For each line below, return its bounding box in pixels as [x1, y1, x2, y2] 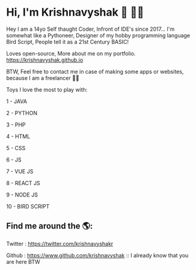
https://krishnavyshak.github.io [6, 56, 84, 63]
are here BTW [6, 258, 40, 265]
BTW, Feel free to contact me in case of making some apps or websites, [6, 67, 184, 75]
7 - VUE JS [6, 168, 34, 175]
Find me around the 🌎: [6, 221, 93, 231]
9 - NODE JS [6, 191, 38, 198]
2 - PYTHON [6, 109, 38, 116]
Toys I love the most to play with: [6, 86, 88, 93]
